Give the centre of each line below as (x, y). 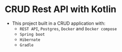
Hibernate (30, 40)
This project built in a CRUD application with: (59, 23)
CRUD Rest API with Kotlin (61, 9)
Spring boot (32, 34)
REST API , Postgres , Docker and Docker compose (68, 28)
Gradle (27, 45)
